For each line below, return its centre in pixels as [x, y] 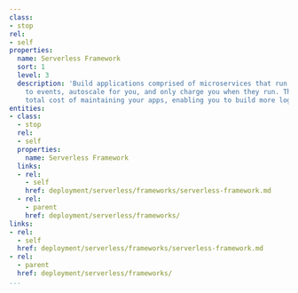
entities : [27, 108]
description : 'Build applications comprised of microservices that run [153, 83]
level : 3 [33, 75]
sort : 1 [31, 67]
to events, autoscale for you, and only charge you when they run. [152, 91]
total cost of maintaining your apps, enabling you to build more [150, 100]
